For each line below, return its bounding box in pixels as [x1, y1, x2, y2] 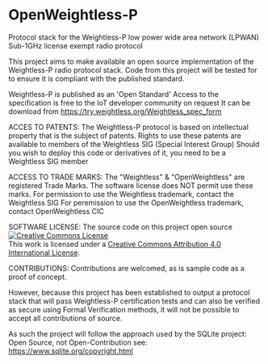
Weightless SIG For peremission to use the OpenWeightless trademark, [8, 198, 244, 207]
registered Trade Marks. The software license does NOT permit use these [8, 180, 253, 190]
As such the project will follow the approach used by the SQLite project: [8, 328, 247, 338]
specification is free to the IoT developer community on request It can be [8, 98, 251, 107]
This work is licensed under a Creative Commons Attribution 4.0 [8, 239, 222, 249]
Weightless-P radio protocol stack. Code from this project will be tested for [8, 65, 258, 74]
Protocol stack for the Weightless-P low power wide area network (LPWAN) [8, 32, 260, 42]
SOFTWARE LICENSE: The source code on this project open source [8, 222, 232, 232]
